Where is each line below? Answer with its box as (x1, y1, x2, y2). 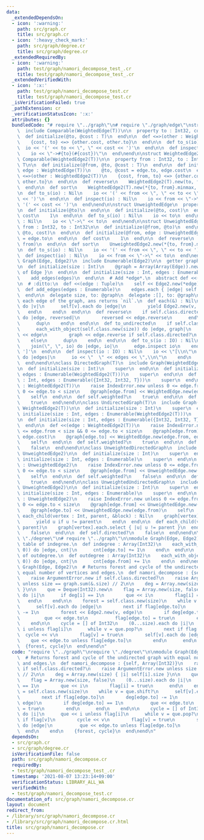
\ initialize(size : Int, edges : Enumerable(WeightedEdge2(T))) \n (17, 411, 191, 417)
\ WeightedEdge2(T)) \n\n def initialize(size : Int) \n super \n (17, 406, 191, 412)
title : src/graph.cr (17, 32, 69, 38)
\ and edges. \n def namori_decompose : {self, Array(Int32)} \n (17, 660, 183, 666)
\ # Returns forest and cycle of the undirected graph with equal (17, 654, 191, 661)
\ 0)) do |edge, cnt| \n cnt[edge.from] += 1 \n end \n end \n (17, 558, 194, 564)
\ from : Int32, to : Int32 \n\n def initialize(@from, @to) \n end (17, 224, 194, 230)
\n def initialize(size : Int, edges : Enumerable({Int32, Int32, (17, 417, 191, 423)
